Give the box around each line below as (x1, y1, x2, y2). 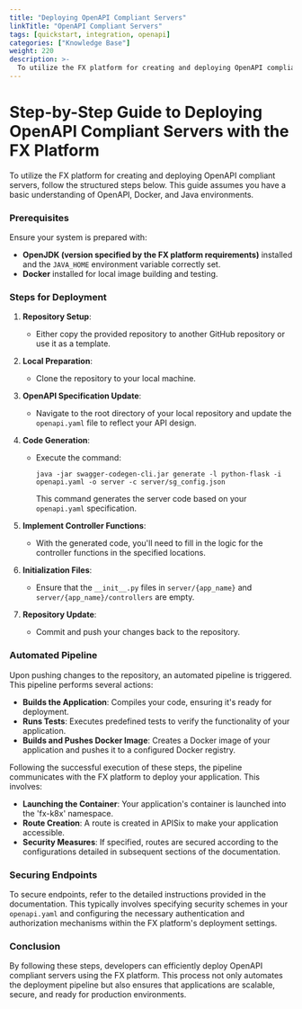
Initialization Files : (22, 565, 93, 576)
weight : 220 (9, 47, 54, 56)
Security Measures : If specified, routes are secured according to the (22, 836, 279, 847)
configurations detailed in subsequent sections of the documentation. (22, 846, 280, 857)
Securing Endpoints (9, 869, 98, 881)
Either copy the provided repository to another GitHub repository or (35, 329, 286, 340)
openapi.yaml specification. (35, 503, 138, 513)
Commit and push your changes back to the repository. (35, 627, 241, 638)
